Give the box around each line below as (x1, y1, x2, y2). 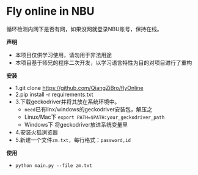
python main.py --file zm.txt (15, 162, 93, 169)
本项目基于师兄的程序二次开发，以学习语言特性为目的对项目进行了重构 (15, 59, 193, 66)
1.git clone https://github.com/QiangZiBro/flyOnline (15, 84, 144, 91)
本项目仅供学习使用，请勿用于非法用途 (15, 51, 112, 59)
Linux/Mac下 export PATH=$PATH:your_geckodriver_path (24, 113, 165, 121)
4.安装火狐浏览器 (15, 128, 58, 136)
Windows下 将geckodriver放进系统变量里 (24, 121, 128, 128)
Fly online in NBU (6, 4, 95, 18)
